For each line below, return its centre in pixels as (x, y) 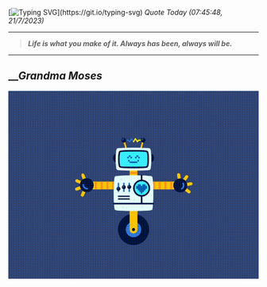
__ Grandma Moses (56, 76)
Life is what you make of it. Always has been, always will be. (130, 43)
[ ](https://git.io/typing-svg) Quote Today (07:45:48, (116, 12)
